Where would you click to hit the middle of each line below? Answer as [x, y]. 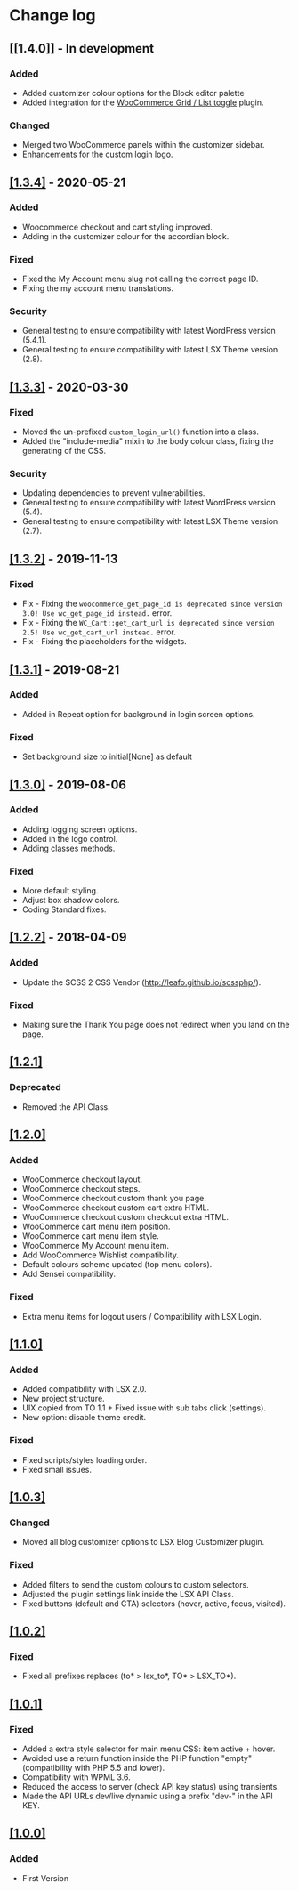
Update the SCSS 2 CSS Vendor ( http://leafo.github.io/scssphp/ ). [141, 982]
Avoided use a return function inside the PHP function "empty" [137, 1758]
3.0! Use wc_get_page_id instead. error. [97, 613]
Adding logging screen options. [80, 829]
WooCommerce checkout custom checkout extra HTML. [125, 1217]
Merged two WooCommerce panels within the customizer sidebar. [143, 145]
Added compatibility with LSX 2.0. [84, 1389]
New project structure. [63, 1399]
